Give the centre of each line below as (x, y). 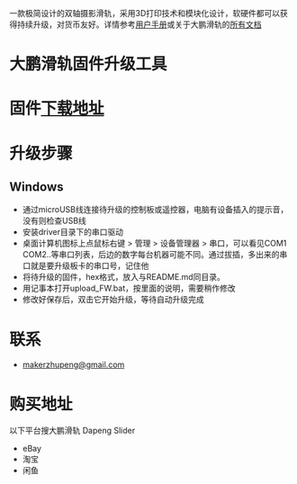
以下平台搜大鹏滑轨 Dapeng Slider (72, 431)
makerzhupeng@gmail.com (73, 365)
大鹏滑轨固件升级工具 (89, 64)
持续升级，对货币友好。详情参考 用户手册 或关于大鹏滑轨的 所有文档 (139, 24)
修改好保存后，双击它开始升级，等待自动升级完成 (113, 300)
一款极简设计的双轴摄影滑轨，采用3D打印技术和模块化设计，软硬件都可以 (145, 13)
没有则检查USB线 (54, 221)
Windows (36, 187)
